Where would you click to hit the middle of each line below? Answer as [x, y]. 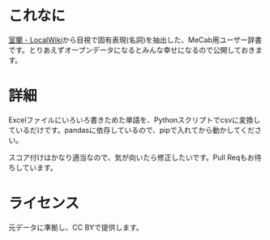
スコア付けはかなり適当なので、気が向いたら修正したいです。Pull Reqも [128, 157]
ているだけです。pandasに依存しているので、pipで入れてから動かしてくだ [132, 130]
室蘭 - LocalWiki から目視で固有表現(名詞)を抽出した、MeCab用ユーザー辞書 [135, 40]
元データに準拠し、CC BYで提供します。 [76, 227]
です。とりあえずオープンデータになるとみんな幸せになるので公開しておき [132, 49]
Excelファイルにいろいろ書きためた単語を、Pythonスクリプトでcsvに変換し [135, 120]
